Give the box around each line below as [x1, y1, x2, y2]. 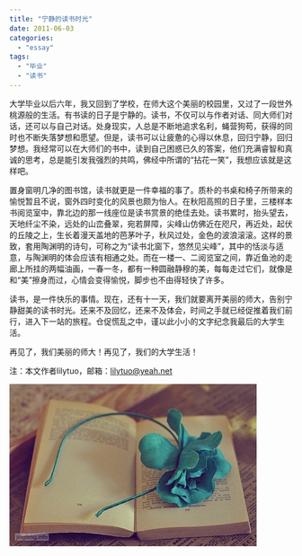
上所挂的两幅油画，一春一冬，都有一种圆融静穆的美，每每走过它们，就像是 [16, 263, 293, 274]
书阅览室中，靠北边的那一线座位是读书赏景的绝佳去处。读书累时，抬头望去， [9, 207, 293, 217]
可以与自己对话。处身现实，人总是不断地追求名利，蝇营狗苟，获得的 [32, 120, 285, 131]
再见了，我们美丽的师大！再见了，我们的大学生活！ [9, 346, 199, 357]
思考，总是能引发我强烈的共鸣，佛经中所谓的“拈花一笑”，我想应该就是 [24, 154, 285, 165]
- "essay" [17, 43, 54, 52]
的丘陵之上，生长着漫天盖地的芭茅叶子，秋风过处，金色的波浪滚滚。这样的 [9, 229, 285, 240]
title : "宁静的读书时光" [9, 14, 93, 23]
